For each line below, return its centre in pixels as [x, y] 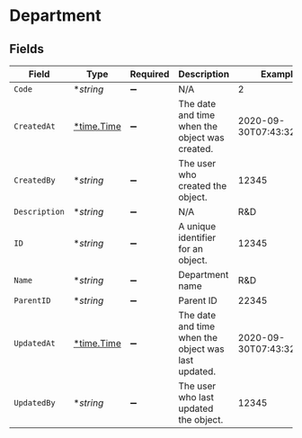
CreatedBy [35, 180]
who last [196, 397]
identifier [197, 237]
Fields [27, 49]
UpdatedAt [35, 343]
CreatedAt [35, 126]
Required [150, 74]
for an [191, 249]
